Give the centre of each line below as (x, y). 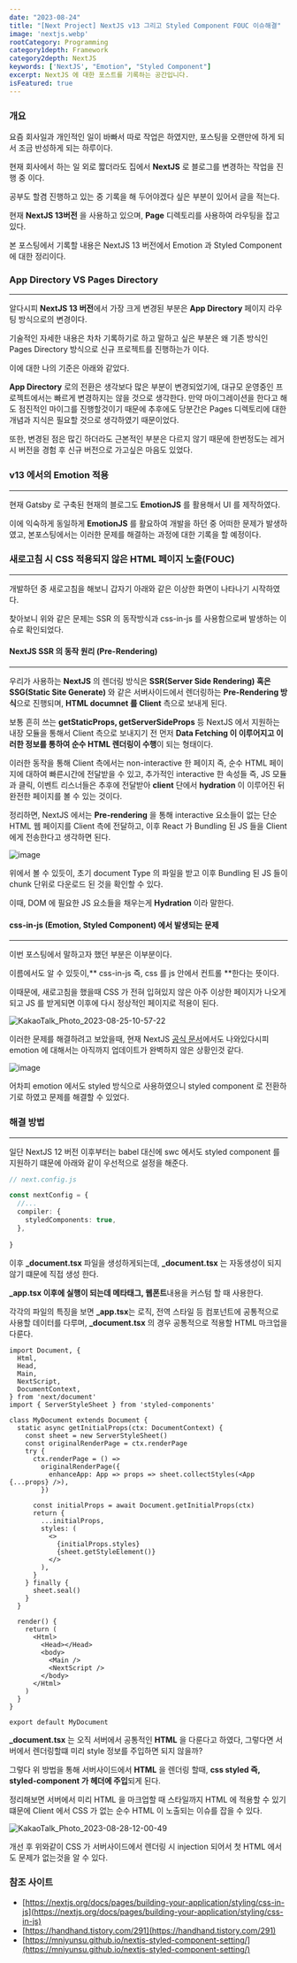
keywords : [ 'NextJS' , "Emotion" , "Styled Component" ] (110, 67)
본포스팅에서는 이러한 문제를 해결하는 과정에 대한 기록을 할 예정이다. (145, 534)
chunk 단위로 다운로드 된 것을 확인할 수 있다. (86, 884)
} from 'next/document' (53, 1397)
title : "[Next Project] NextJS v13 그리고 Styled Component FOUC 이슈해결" (145, 26)
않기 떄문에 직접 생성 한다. (54, 1274)
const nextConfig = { (49, 1196)
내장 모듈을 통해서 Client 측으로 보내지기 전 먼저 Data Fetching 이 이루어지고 (142, 733)
